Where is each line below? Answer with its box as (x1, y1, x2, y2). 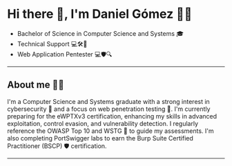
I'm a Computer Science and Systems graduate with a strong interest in (7, 97, 211, 105)
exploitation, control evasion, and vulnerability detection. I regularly (7, 119, 199, 127)
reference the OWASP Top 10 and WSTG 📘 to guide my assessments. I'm (7, 127, 214, 135)
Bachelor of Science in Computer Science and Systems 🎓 (17, 29, 184, 37)
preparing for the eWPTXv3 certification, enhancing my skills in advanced (7, 112, 217, 120)
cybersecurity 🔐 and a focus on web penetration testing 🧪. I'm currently (7, 105, 211, 113)
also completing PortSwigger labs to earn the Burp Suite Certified (7, 134, 193, 142)
